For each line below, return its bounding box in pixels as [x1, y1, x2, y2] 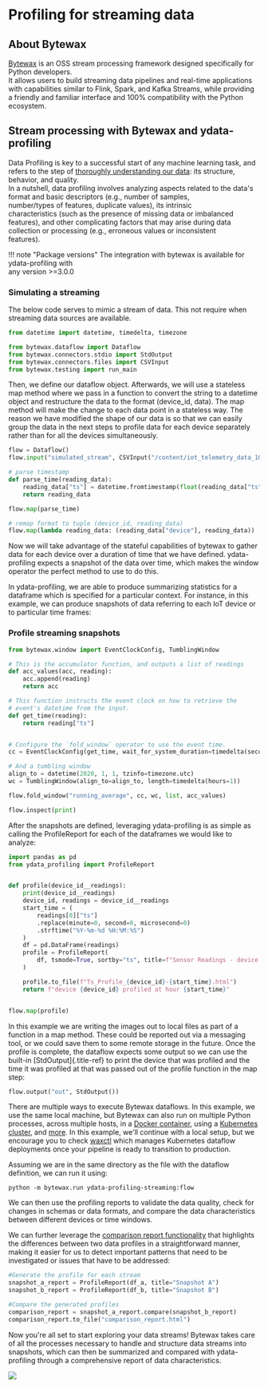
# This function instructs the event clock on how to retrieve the [8, 697, 238, 705]
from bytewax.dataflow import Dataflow [8, 343, 141, 351]
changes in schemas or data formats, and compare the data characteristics [8, 1207, 255, 1216]
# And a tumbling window [8, 762, 91, 770]
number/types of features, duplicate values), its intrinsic [8, 200, 192, 209]
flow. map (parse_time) [8, 505, 81, 513]
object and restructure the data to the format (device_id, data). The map [8, 397, 245, 407]
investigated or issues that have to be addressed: [8, 1256, 170, 1266]
